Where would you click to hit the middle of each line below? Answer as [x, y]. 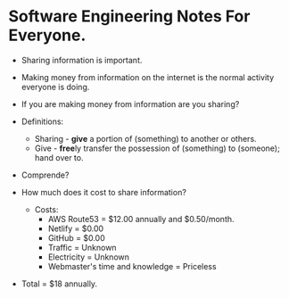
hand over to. [59, 157]
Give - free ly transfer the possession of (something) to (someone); [157, 148]
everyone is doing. [55, 87]
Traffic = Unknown [82, 247]
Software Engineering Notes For [129, 17]
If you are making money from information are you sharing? [130, 103]
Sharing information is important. [82, 60]
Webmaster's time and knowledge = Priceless [132, 266]
